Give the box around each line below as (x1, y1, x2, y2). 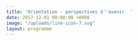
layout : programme (6, 25, 52, 32)
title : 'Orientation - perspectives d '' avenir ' (6, 8, 133, 15)
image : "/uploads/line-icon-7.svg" (6, 20, 95, 26)
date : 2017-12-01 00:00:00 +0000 (6, 14, 90, 20)
